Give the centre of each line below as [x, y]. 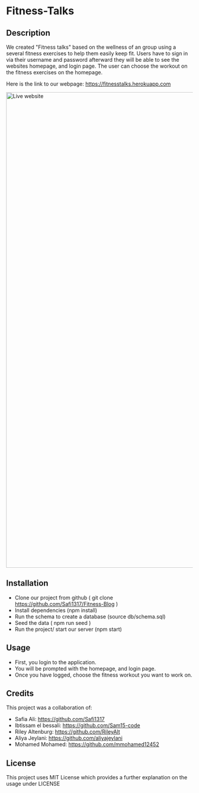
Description [28, 33]
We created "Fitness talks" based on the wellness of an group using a [91, 47]
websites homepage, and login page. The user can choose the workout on [97, 66]
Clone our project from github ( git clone [64, 598]
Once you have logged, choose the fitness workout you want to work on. [103, 675]
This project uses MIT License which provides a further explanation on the [97, 778]
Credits [20, 694]
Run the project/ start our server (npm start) [68, 629]
